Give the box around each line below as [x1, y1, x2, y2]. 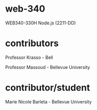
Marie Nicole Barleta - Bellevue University [5, 98, 92, 104]
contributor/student [5, 82, 90, 94]
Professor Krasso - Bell [5, 54, 53, 60]
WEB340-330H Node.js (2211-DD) [5, 20, 76, 26]
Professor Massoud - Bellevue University [5, 64, 90, 70]
